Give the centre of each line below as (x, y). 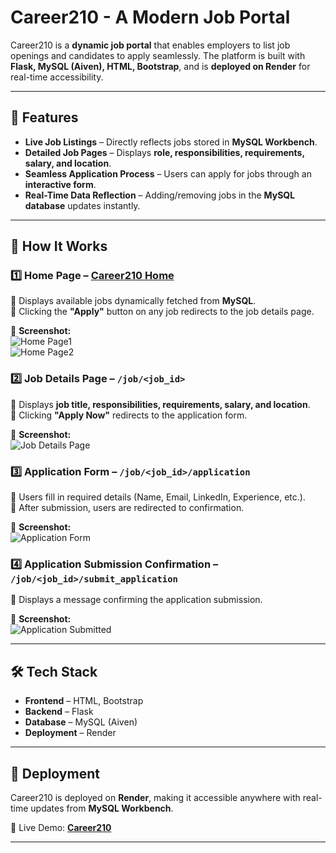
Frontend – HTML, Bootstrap (84, 701)
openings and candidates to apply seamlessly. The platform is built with (158, 55)
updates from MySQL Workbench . (102, 808)
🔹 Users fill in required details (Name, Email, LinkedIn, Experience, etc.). (158, 497)
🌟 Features (44, 117)
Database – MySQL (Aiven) (81, 722)
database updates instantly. (82, 205)
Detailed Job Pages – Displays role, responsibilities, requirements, (164, 152)
